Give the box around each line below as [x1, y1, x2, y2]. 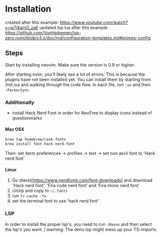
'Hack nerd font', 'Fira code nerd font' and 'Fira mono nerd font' [12, 183, 140, 188]
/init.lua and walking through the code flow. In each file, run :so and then [5, 82, 151, 87]
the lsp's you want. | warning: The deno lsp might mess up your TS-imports [5, 226, 157, 232]
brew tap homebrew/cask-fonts [5, 137, 67, 142]
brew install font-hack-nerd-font [5, 142, 75, 147]
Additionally [5, 99, 35, 105]
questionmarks [12, 115, 42, 121]
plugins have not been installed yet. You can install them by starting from [5, 76, 151, 82]
